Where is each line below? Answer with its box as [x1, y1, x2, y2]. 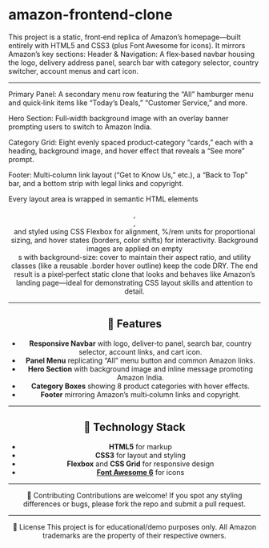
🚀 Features [106, 317, 163, 331]
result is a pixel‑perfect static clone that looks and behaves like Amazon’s [14, 269, 255, 278]
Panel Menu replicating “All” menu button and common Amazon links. [25, 355, 256, 365]
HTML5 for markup [108, 441, 172, 451]
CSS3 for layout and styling [94, 450, 187, 460]
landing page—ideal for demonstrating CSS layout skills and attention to [15, 278, 254, 287]
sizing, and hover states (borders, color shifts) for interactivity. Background [10, 235, 259, 245]
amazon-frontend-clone [8, 6, 173, 24]
